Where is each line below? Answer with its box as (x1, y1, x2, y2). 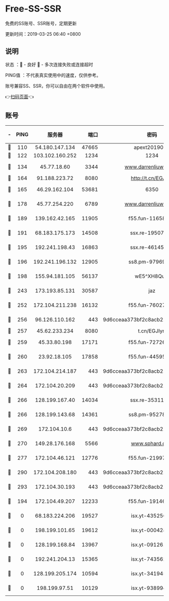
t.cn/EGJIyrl (138, 327, 166, 334)
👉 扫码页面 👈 (5, 94, 34, 100)
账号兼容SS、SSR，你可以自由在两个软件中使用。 (5, 82, 108, 89)
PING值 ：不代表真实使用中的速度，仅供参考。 (5, 72, 101, 78)
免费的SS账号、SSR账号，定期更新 (5, 20, 77, 26)
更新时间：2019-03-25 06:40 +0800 (5, 31, 81, 37)
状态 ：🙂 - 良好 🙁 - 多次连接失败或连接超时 (5, 61, 93, 67)
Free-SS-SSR (5, 3, 61, 15)
